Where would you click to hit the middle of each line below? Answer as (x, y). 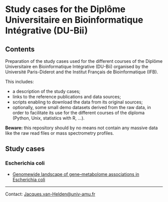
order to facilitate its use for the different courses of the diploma (78, 113)
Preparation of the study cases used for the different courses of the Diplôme (84, 61)
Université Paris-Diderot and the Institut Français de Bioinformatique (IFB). (82, 72)
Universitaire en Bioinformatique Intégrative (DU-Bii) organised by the (77, 67)
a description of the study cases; (46, 91)
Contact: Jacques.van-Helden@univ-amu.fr (50, 194)
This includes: (19, 82)
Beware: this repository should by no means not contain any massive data (81, 128)
